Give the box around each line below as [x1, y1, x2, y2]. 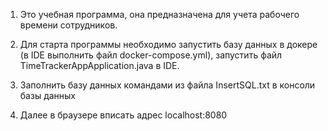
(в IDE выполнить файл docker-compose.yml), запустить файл [19, 49, 283, 61]
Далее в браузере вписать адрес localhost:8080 [19, 109, 228, 121]
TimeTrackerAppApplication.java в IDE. [19, 60, 180, 71]
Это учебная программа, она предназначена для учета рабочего [19, 9, 300, 20]
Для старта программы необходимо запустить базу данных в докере [19, 39, 318, 50]
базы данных [19, 90, 77, 101]
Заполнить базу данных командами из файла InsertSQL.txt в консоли [19, 79, 316, 91]
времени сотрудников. [19, 19, 118, 31]
